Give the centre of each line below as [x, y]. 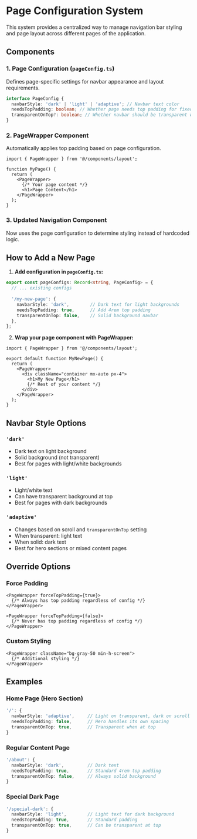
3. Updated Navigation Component [57, 220]
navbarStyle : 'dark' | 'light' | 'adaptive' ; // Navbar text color [96, 104]
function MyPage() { [31, 169]
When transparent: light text [48, 535]
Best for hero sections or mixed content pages [71, 548]
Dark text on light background [50, 451]
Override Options [38, 566]
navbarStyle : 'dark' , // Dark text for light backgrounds [98, 304]
